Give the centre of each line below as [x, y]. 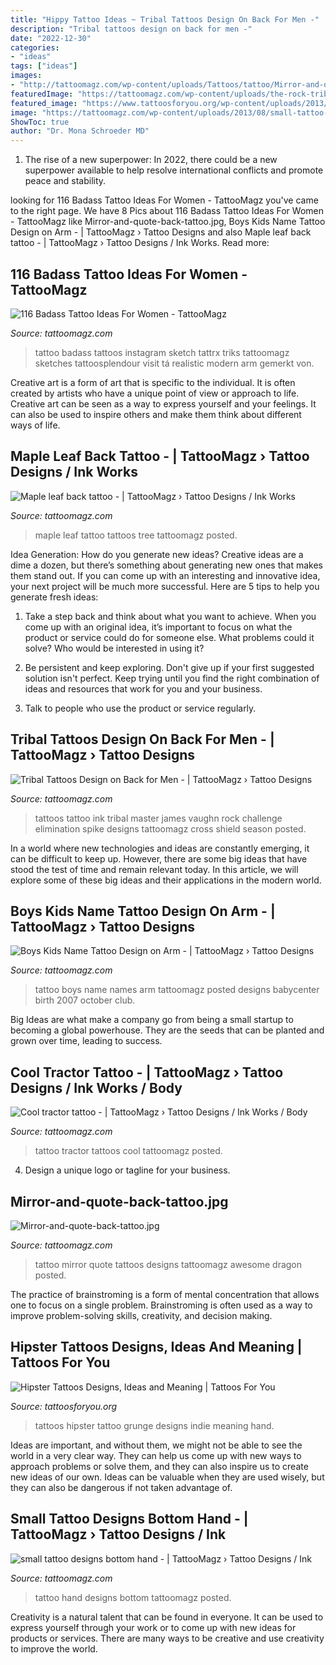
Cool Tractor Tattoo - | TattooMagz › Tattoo [147, 1072]
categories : [35, 47]
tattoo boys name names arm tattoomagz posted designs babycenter [177, 990]
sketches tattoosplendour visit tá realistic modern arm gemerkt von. [174, 363]
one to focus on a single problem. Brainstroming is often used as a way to [161, 1305]
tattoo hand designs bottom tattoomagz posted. [133, 1597]
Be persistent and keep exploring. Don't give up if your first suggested [169, 667]
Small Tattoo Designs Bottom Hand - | [129, 1519]
